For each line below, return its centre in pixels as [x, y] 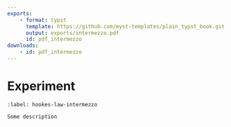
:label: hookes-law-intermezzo [52, 104]
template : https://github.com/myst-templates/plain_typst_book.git [125, 26]
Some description [32, 117]
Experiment [41, 86]
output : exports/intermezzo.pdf [72, 33]
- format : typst [43, 20]
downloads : [23, 46]
